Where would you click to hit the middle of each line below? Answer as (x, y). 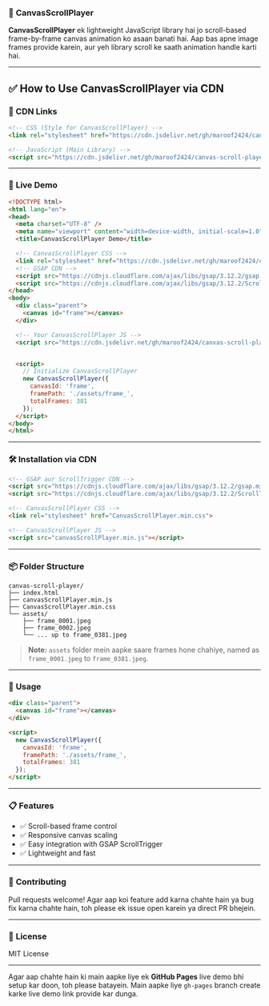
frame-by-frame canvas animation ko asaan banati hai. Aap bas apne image (133, 38)
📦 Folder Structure (46, 566)
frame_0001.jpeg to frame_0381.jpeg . (88, 658)
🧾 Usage (25, 686)
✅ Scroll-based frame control (68, 826)
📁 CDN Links (33, 111)
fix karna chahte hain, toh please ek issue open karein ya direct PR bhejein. (132, 907)
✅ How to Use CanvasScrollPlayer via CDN (116, 89)
